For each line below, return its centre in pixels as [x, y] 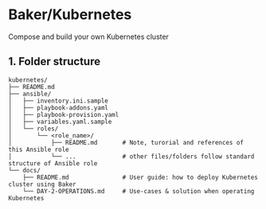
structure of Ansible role [53, 163]
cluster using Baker [43, 184]
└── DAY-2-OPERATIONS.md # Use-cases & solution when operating [139, 191]
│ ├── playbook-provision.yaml [64, 114]
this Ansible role [39, 149]
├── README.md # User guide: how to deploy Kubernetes [141, 177]
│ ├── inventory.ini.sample [59, 101]
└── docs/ [25, 170]
